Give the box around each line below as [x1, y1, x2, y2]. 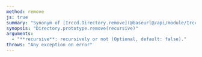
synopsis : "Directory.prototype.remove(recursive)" [6, 25, 138, 31]
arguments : [6, 31, 34, 37]
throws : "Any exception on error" [6, 42, 93, 48]
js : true [6, 14, 28, 20]
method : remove [6, 8, 44, 15]
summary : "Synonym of [6, 20, 61, 26]
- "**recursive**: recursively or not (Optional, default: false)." [11, 36, 187, 42]
